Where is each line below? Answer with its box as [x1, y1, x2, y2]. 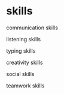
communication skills [6, 24, 59, 31]
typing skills [6, 47, 36, 54]
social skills [6, 70, 35, 77]
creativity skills [6, 59, 43, 66]
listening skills [6, 35, 41, 43]
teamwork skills [6, 82, 45, 89]
